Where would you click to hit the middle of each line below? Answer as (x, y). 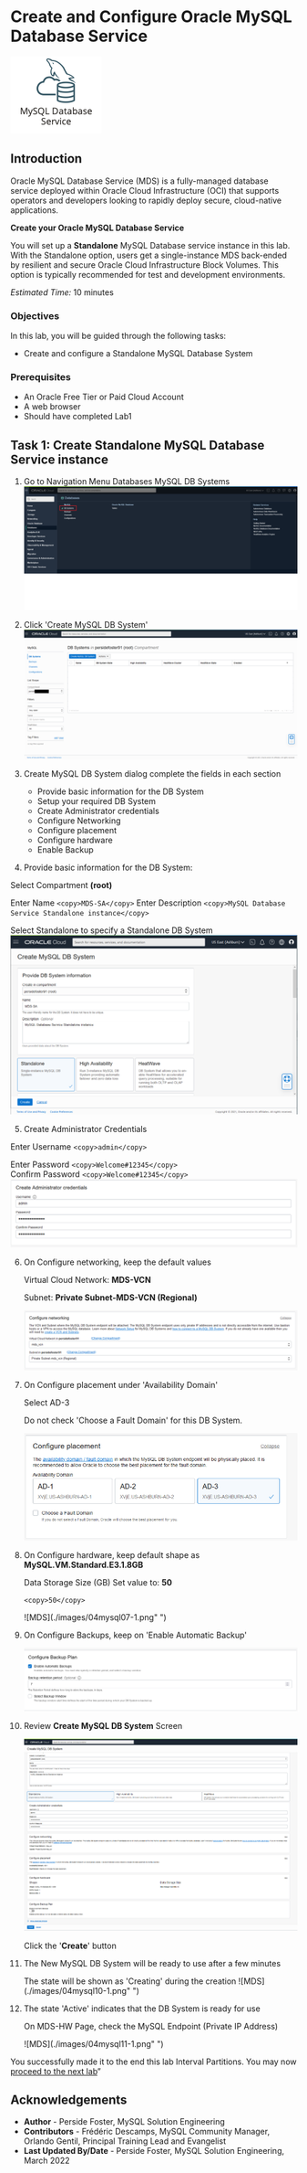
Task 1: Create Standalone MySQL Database (138, 445)
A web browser (52, 407)
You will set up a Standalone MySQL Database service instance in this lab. (150, 245)
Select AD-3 (46, 1402)
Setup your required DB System (97, 800)
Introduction (46, 159)
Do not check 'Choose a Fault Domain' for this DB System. (133, 1420)
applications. (34, 210)
